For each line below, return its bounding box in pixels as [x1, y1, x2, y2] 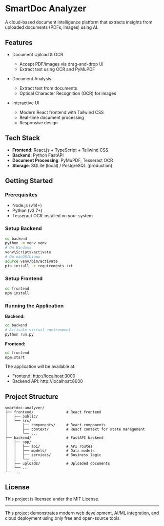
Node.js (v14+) [12, 203, 42, 208]
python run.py [5, 332, 34, 337]
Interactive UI [12, 100, 40, 106]
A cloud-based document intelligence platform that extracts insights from [5, 19, 153, 25]
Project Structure [5, 392, 59, 401]
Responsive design [19, 119, 58, 125]
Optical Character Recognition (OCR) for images [19, 90, 116, 96]
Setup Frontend [5, 275, 43, 282]
